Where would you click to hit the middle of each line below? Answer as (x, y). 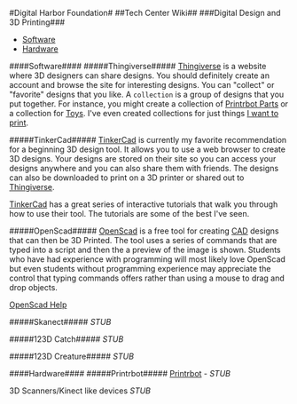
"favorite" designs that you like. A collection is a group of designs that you (147, 94)
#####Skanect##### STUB (60, 322)
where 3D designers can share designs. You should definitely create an (140, 75)
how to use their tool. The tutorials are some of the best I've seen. (129, 214)
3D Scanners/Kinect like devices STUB (80, 391)
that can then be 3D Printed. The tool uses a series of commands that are (143, 240)
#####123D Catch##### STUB (66, 339)
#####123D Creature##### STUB (72, 356)
